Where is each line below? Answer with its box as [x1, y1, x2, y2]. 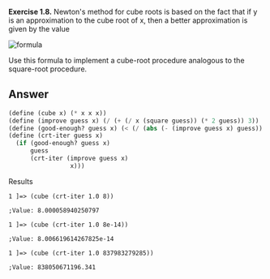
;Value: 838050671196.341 [8, 263, 96, 271]
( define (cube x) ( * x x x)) [8, 109, 107, 117]
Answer [8, 88, 49, 101]
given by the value [8, 24, 71, 33]
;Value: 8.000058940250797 [8, 206, 100, 214]
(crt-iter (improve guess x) [29, 154, 129, 163]
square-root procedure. [8, 64, 88, 74]
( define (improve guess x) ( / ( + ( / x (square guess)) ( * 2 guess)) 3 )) [8, 117, 259, 125]
